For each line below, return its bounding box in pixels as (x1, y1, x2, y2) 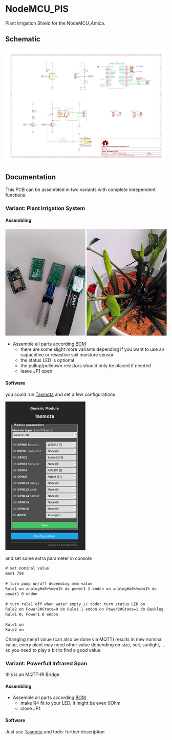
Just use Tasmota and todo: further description (5, 728, 105, 735)
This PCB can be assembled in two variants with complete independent (5, 186, 156, 193)
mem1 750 (5, 570, 24, 576)
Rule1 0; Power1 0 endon (5, 611, 58, 617)
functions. (5, 192, 27, 198)
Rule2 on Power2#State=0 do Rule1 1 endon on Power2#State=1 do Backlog (5, 606, 164, 612)
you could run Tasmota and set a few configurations (5, 391, 115, 397)
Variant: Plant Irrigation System (5, 204, 85, 212)
